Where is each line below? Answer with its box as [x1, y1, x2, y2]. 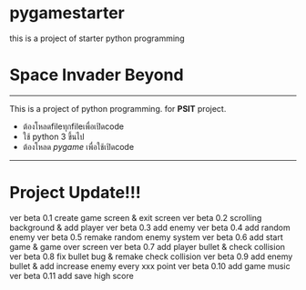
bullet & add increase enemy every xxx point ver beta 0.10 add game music [9, 260, 291, 271]
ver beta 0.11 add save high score [9, 270, 134, 281]
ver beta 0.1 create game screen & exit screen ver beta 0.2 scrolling [9, 212, 262, 223]
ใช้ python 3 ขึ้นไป [22, 131, 85, 142]
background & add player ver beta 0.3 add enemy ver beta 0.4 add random [9, 222, 291, 233]
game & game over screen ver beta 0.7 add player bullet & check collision [9, 241, 285, 252]
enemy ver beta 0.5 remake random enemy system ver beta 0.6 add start [9, 231, 284, 243]
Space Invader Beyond [9, 65, 184, 85]
